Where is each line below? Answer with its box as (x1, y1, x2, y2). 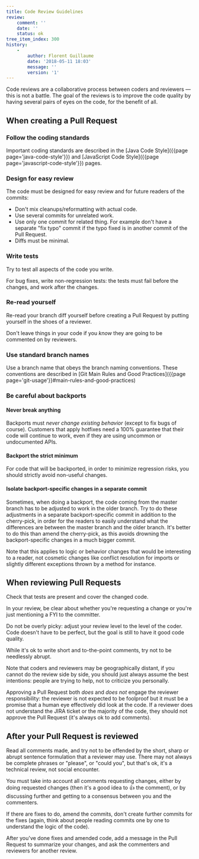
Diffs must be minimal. (14, 237, 70, 244)
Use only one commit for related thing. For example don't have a (14, 218, 172, 226)
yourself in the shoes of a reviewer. (6, 318, 92, 325)
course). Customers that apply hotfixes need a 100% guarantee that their (6, 426, 184, 433)
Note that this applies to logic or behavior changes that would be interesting (6, 548, 191, 555)
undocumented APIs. (6, 438, 57, 446)
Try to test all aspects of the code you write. (6, 266, 114, 273)
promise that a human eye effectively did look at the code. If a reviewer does (6, 702, 193, 709)
